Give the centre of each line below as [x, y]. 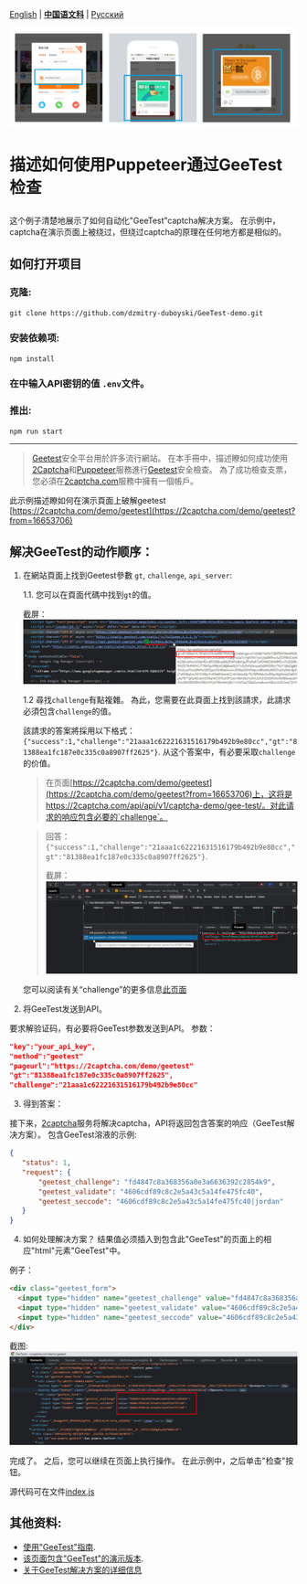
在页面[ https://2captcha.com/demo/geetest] [129, 782]
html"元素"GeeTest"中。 [80, 1250]
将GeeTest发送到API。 [64, 1008]
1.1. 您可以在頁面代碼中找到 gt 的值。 [90, 595]
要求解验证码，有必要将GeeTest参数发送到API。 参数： [113, 1028]
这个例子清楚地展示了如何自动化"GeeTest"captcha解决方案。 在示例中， [145, 221]
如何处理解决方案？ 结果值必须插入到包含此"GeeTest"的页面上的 [143, 1239]
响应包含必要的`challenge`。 [115, 816]
